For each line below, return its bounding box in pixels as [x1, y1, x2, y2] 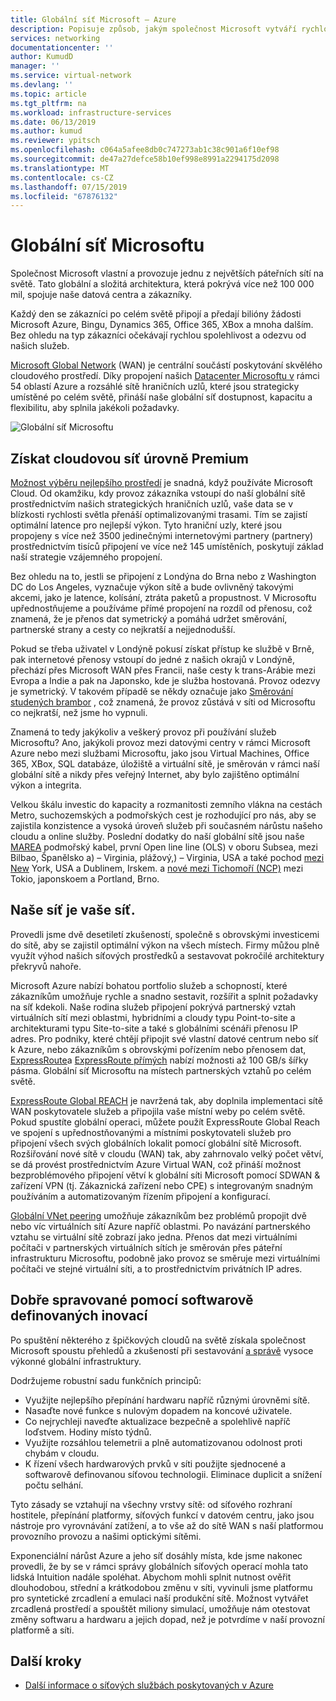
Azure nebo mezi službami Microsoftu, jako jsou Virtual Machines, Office [10, 747, 310, 759]
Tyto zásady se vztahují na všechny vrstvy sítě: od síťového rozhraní [10, 1498, 293, 1510]
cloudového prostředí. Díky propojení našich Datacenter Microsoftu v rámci [10, 370, 320, 382]
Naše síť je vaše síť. [10, 902, 136, 919]
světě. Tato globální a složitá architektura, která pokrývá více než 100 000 [10, 278, 315, 290]
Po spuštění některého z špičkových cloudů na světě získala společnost [10, 1334, 307, 1346]
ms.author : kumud [10, 126, 83, 136]
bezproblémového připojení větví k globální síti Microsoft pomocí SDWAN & [10, 1169, 321, 1181]
